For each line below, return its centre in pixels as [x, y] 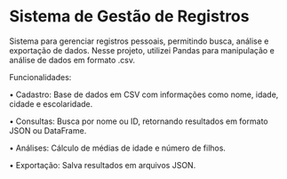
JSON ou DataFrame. [48, 130]
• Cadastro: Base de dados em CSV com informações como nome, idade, [144, 94]
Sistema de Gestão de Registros [129, 16]
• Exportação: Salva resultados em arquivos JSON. [103, 165]
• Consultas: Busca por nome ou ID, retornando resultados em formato [139, 121]
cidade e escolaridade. [51, 103]
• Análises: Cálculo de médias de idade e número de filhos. [118, 148]
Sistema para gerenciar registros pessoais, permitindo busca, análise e [139, 41]
